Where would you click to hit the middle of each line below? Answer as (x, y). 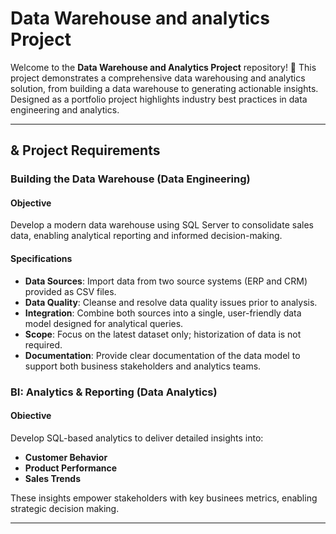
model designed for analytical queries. (104, 323)
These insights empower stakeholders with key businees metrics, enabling (164, 498)
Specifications (41, 259)
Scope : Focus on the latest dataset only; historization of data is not (163, 334)
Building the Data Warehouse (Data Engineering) (130, 179)
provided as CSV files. (70, 291)
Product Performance (71, 468)
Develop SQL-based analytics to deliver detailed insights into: (137, 438)
